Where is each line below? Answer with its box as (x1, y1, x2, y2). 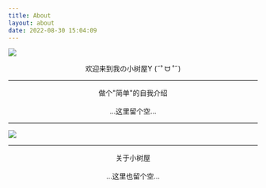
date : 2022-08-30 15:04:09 (8, 26, 97, 34)
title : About (8, 11, 51, 20)
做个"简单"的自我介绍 (98, 88, 168, 98)
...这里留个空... (109, 106, 157, 116)
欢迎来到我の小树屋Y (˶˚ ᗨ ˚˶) (85, 64, 181, 74)
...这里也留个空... (105, 171, 161, 181)
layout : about (8, 19, 55, 27)
